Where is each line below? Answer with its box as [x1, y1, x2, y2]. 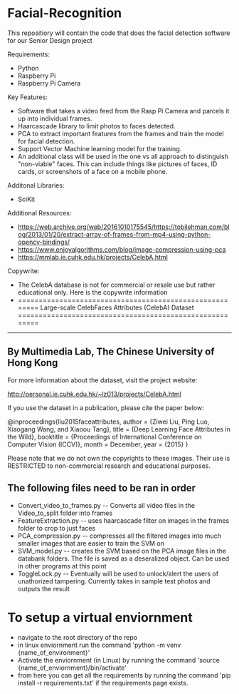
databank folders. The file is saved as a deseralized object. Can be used [17, 554, 230, 563]
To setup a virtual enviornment [7, 609, 193, 626]
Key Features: [7, 93, 48, 101]
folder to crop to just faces [17, 524, 96, 532]
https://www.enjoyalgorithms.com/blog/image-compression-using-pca [17, 245, 226, 254]
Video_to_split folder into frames [17, 509, 112, 517]
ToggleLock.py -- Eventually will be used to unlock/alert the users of [17, 569, 219, 578]
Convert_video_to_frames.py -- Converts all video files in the [17, 501, 196, 509]
